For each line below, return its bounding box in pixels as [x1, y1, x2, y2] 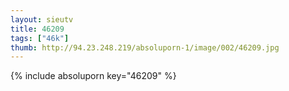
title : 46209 [10, 24, 65, 34]
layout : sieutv [10, 14, 74, 25]
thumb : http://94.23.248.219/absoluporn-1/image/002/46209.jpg [10, 42, 280, 53]
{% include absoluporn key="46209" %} [10, 70, 177, 82]
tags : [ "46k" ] [10, 33, 70, 43]
